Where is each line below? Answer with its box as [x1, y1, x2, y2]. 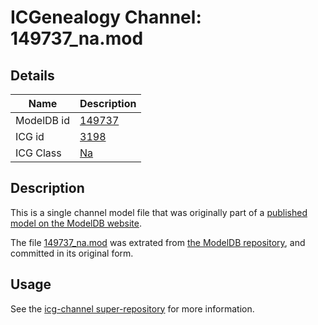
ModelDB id [15, 114, 71, 127]
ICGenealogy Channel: [10, 6, 202, 29]
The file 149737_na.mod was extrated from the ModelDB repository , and [10, 236, 306, 248]
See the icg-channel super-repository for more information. [10, 302, 255, 315]
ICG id [15, 130, 45, 143]
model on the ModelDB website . [10, 217, 143, 229]
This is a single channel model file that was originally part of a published [10, 206, 308, 218]
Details [10, 67, 55, 84]
